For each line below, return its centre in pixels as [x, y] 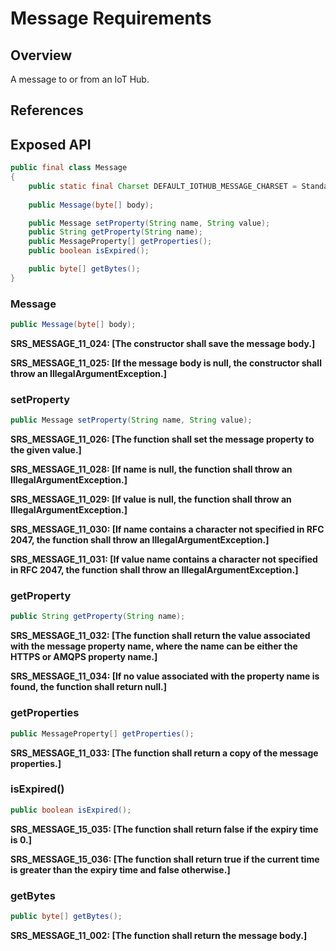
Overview [41, 55]
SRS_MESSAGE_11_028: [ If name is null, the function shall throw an [151, 469]
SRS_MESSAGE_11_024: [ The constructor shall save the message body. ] [163, 343]
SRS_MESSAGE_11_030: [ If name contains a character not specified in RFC [167, 529]
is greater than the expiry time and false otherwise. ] [120, 869]
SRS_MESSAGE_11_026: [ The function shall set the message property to [162, 439]
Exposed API [51, 144]
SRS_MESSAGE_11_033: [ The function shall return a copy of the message [164, 753]
